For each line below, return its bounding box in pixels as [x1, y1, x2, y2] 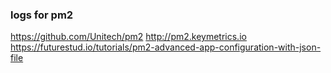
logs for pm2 [10, 8, 74, 22]
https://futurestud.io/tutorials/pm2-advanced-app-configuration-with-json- [10, 41, 322, 53]
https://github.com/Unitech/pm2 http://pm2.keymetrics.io [10, 31, 247, 43]
